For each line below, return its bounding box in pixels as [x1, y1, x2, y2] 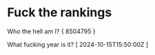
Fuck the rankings [7, 5, 112, 20]
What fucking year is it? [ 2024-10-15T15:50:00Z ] [7, 40, 149, 48]
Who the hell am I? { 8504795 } [7, 27, 96, 35]
